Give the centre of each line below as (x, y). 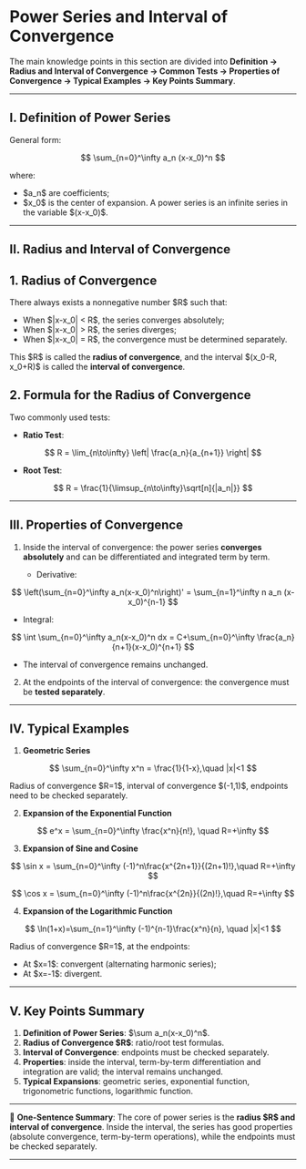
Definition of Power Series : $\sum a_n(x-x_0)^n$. (116, 1033)
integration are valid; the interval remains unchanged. (122, 1072)
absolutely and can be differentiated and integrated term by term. (146, 557)
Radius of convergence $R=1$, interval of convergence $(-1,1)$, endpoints (149, 786)
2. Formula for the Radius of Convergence (131, 395)
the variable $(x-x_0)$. (66, 212)
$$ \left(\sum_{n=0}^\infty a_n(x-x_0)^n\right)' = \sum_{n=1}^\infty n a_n (147, 592)
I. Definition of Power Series (90, 118)
